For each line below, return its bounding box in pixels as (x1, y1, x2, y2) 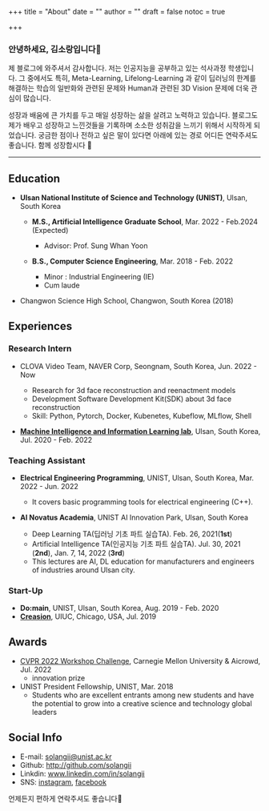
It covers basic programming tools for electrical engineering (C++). (31, 497, 254, 507)
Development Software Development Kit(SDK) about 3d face (31, 394, 232, 403)
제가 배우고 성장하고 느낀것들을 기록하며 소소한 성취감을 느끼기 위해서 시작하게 (8, 120, 252, 130)
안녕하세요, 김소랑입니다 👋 (8, 43, 102, 54)
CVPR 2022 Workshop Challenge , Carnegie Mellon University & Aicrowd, (19, 656, 261, 666)
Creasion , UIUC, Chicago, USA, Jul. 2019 (19, 612, 157, 621)
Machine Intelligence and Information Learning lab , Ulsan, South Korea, (19, 426, 261, 436)
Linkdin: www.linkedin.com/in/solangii (19, 769, 146, 779)
